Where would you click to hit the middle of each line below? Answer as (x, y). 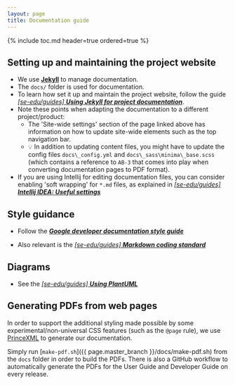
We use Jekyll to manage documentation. (78, 80)
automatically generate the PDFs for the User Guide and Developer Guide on (118, 366)
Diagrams (29, 267)
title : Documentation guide (48, 20)
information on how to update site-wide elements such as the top (122, 132)
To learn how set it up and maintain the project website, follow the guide (122, 94)
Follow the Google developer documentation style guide (100, 231)
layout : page (26, 14)
